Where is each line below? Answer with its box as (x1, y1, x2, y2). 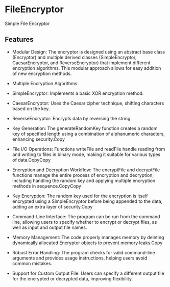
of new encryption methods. (12, 70, 72, 76)
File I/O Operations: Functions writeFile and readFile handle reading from (12, 146, 165, 152)
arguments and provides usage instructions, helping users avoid (12, 255, 148, 261)
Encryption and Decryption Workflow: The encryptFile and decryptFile (12, 167, 160, 173)
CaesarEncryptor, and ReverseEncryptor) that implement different (12, 60, 151, 66)
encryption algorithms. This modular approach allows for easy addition (12, 65, 161, 71)
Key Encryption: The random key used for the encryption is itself (12, 193, 148, 199)
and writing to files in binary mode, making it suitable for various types (12, 151, 161, 158)
